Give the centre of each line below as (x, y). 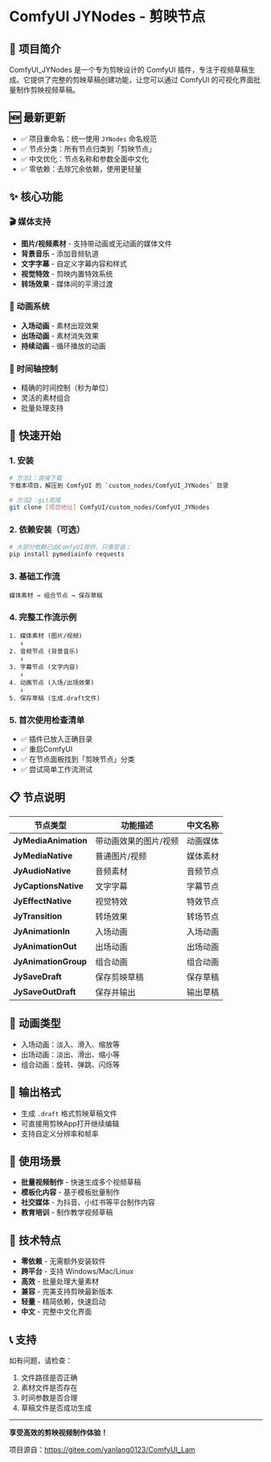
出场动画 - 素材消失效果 (60, 335)
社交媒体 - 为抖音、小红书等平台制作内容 (88, 1202)
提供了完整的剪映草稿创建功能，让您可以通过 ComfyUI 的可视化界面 (142, 80)
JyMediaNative (43, 856)
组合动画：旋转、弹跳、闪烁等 (70, 1064)
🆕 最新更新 (38, 118)
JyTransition (38, 916)
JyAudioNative (42, 871)
